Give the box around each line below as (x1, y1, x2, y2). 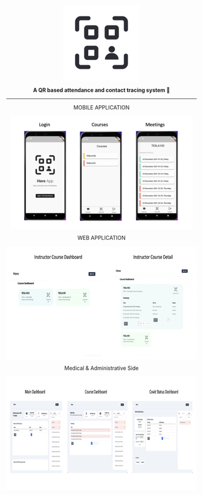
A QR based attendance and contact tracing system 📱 (33, 86, 170, 94)
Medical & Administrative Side (64, 364, 139, 372)
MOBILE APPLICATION (73, 104, 130, 111)
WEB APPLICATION (77, 235, 126, 241)
